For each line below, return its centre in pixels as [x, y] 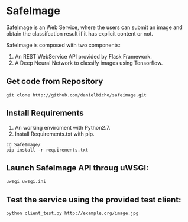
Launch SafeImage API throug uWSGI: [77, 168]
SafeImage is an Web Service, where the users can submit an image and [94, 27]
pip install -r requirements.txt [47, 150]
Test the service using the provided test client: [94, 200]
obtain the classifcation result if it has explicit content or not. [80, 33]
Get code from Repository [55, 81]
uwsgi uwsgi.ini [26, 182]
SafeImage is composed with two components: [63, 45]
